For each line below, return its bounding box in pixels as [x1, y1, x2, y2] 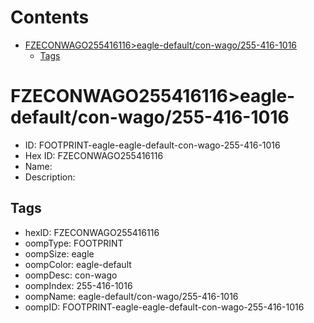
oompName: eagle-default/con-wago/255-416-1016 [24, 290, 239, 302]
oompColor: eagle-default [24, 258, 132, 270]
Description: [24, 171, 76, 183]
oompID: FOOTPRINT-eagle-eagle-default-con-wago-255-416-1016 [24, 301, 305, 313]
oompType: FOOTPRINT [24, 237, 124, 249]
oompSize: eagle [24, 247, 95, 260]
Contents [10, 6, 90, 29]
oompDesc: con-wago [24, 269, 118, 281]
